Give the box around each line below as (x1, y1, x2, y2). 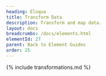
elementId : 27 (6, 36, 41, 42)
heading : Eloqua (6, 8, 46, 15)
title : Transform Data (6, 14, 62, 20)
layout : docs (6, 25, 38, 31)
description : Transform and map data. (6, 20, 102, 26)
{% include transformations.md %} (6, 64, 91, 71)
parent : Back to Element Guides (6, 42, 86, 48)
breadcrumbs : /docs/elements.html (6, 31, 92, 37)
